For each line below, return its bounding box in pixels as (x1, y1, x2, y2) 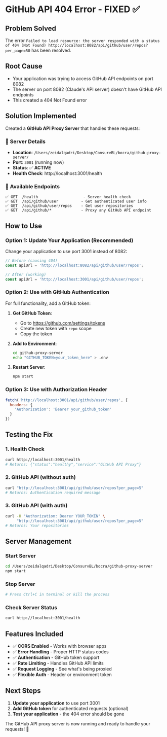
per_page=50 (5, 48, 30, 53)
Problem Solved (5, 24, 57, 32)
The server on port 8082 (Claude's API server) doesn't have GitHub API (12, 86, 162, 92)
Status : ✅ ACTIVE (12, 164, 52, 170)
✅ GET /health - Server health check (5, 194, 131, 200)
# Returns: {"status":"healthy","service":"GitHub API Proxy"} (5, 462, 142, 467)
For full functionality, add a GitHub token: (5, 300, 91, 306)
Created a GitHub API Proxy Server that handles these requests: (5, 125, 140, 131)
